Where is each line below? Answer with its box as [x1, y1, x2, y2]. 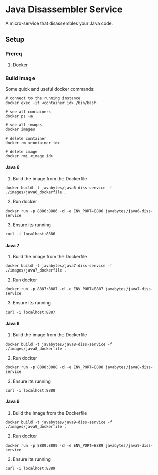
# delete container [5, 135, 47, 141]
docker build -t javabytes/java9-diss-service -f [5, 420, 113, 425]
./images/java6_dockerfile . [5, 190, 67, 195]
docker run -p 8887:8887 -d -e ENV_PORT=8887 [5, 287, 103, 292]
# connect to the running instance [5, 95, 81, 101]
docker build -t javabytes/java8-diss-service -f [5, 342, 113, 347]
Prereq [5, 50, 22, 57]
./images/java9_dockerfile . [5, 424, 67, 429]
